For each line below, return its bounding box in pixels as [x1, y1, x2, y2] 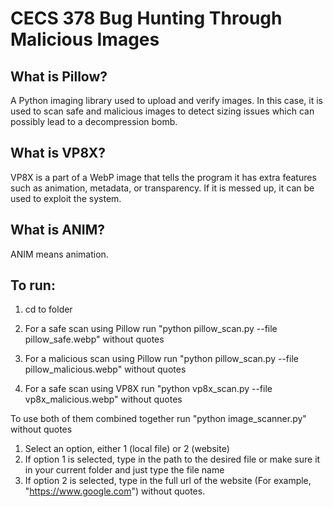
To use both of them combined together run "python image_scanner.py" [10, 413, 307, 425]
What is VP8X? [10, 145, 106, 162]
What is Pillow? [10, 68, 108, 85]
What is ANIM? [10, 222, 106, 239]
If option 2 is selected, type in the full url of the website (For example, [24, 475, 312, 487]
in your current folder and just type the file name [24, 464, 225, 476]
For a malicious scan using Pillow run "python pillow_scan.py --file [24, 353, 299, 365]
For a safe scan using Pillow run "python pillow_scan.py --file [24, 323, 278, 335]
